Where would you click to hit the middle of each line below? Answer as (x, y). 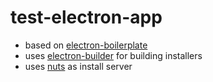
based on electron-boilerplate (86, 45)
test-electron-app (86, 17)
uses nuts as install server (78, 66)
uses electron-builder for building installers (113, 55)
